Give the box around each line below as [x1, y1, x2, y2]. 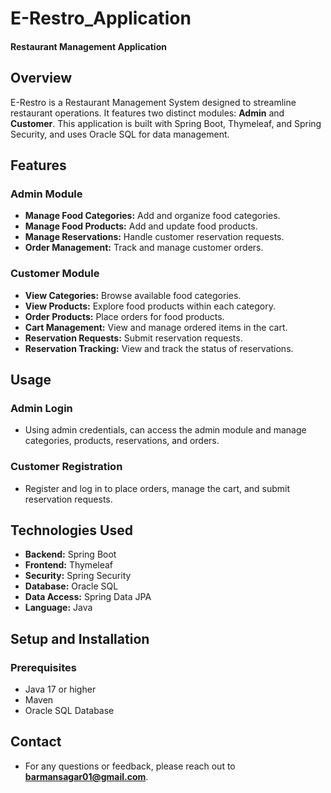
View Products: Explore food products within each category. [24, 300, 276, 312]
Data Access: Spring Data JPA [24, 591, 152, 603]
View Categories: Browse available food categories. [24, 289, 242, 301]
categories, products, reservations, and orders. [24, 435, 220, 447]
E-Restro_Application [10, 7, 192, 30]
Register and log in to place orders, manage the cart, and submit [24, 482, 291, 494]
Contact [10, 733, 62, 751]
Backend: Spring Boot [24, 548, 117, 561]
